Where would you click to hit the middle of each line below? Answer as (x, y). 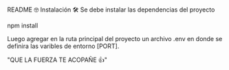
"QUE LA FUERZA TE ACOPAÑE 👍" (57, 60)
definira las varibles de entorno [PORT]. (63, 46)
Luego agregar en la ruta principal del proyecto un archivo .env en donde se (115, 39)
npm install (23, 25)
